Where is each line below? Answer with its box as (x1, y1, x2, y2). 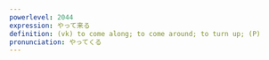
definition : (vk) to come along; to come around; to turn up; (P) (9, 29, 261, 38)
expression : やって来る (9, 21, 91, 30)
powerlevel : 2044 (9, 12, 74, 22)
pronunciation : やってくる (9, 37, 102, 47)
